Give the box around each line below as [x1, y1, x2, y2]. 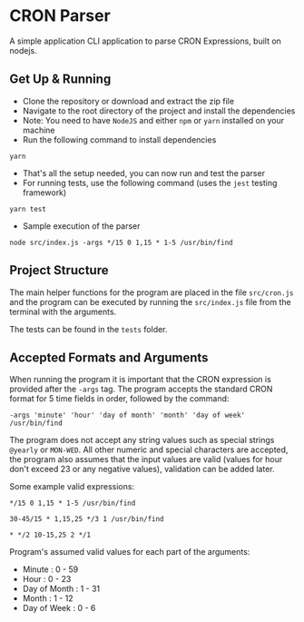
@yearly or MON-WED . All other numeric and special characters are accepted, [9, 444, 289, 455]
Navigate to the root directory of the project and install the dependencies [22, 105, 296, 116]
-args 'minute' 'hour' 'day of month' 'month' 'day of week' [9, 410, 246, 420]
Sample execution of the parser [22, 220, 141, 232]
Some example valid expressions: [9, 481, 134, 492]
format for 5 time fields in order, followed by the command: [9, 393, 230, 404]
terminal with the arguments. [9, 306, 117, 317]
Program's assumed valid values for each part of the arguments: [9, 547, 250, 558]
